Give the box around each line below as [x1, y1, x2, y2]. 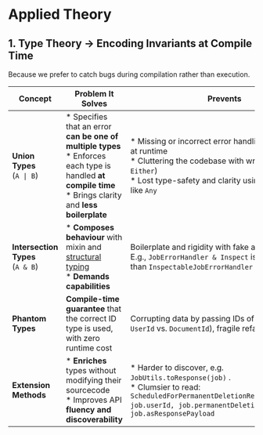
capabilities [66, 281, 111, 292]
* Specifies [66, 111, 108, 122]
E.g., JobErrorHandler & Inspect [130, 252, 249, 262]
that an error [66, 121, 112, 132]
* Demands [66, 271, 110, 281]
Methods [12, 390, 47, 401]
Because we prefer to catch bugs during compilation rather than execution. [8, 70, 250, 79]
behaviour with [66, 232, 123, 242]
